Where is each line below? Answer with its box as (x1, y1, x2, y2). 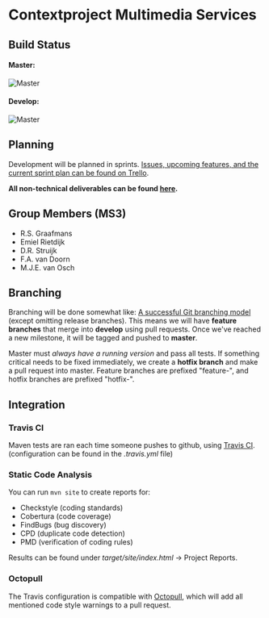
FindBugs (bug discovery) (19, 520, 107, 530)
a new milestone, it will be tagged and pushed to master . (8, 333, 198, 343)
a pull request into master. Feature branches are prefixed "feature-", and (8, 365, 249, 376)
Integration (8, 398, 66, 411)
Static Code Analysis (8, 470, 93, 481)
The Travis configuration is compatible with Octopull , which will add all (8, 591, 244, 601)
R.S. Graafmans (19, 228, 73, 238)
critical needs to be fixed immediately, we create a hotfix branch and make (8, 357, 258, 367)
